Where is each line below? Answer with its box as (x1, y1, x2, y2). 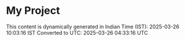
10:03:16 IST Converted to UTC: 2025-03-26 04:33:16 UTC (6, 29, 148, 36)
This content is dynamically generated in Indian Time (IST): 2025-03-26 (6, 23, 180, 30)
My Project (6, 4, 60, 17)
